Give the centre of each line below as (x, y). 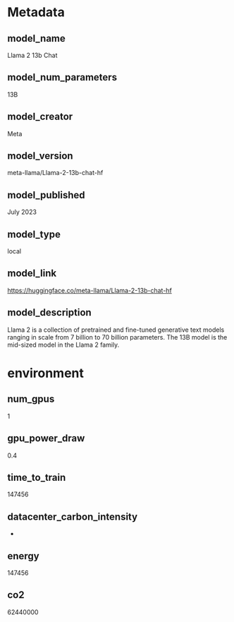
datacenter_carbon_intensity (73, 516)
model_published (47, 195)
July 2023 (22, 212)
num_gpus (31, 399)
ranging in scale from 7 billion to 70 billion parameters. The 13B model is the (117, 337)
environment (46, 373)
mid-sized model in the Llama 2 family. (63, 345)
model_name (36, 38)
